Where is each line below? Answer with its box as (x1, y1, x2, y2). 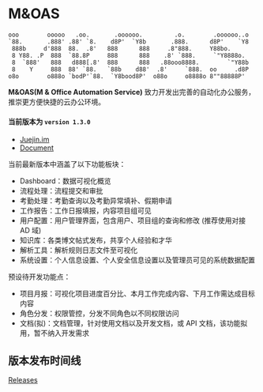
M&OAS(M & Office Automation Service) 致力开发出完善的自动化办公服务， (8, 87, 255, 96)
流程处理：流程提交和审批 (19, 187, 103, 196)
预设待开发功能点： (8, 272, 71, 281)
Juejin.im (19, 135, 50, 145)
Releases (8, 375, 38, 384)
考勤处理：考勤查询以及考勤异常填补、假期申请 (19, 196, 172, 205)
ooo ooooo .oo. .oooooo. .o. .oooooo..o (8, 31, 249, 39)
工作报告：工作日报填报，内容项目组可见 (19, 206, 152, 216)
